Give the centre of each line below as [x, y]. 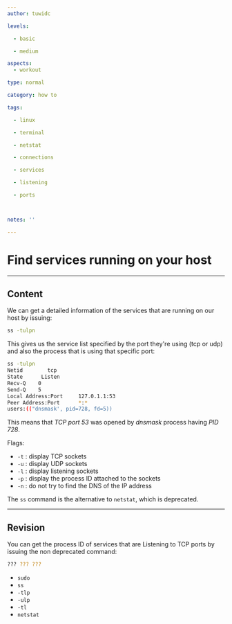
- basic [25, 39]
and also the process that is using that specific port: [81, 351]
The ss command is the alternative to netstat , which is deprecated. [103, 499]
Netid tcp [32, 371]
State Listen [33, 377]
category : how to [32, 95]
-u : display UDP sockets [52, 464]
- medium [26, 51]
